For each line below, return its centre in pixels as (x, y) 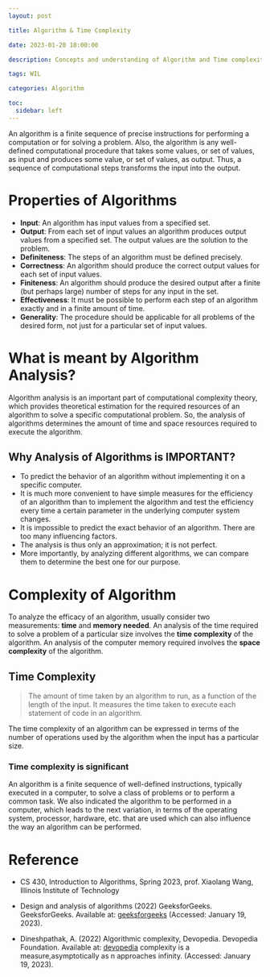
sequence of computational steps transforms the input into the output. (125, 168)
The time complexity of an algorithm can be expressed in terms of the (124, 729)
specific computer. (51, 485)
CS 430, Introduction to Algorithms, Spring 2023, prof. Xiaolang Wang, (137, 882)
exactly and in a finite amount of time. (82, 308)
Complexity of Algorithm (92, 595)
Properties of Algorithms (93, 200)
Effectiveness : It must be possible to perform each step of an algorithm (139, 300)
